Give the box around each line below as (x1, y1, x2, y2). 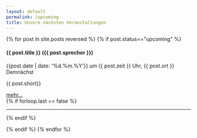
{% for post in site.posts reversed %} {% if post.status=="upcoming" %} (6, 36, 182, 43)
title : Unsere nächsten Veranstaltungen (6, 19, 107, 25)
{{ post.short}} (6, 80, 41, 87)
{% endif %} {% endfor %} (6, 126, 71, 133)
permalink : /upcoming (6, 14, 59, 20)
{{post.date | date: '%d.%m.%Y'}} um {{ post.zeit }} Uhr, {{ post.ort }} (6, 62, 175, 69)
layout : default (6, 8, 46, 15)
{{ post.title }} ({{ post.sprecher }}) (6, 49, 94, 56)
